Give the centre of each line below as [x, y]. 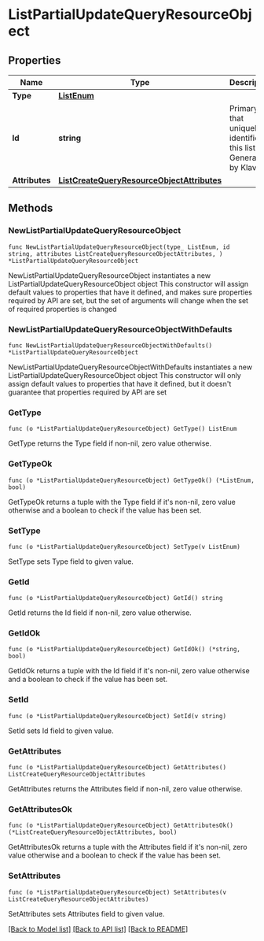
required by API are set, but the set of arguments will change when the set [128, 300]
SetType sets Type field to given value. [71, 561]
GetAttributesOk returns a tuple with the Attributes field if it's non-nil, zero [128, 847]
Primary [244, 108]
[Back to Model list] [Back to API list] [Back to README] [98, 929]
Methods [31, 208]
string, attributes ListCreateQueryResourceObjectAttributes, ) [115, 254]
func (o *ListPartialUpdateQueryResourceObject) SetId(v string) [117, 716]
